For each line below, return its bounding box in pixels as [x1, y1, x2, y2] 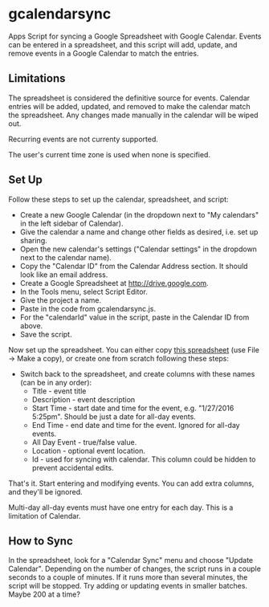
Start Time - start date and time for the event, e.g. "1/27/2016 [31, 403, 234, 413]
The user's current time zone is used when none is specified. [8, 149, 211, 159]
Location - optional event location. [31, 446, 146, 455]
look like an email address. [19, 270, 108, 279]
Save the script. [19, 329, 72, 339]
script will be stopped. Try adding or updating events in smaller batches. [8, 581, 247, 591]
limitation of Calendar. [8, 511, 81, 520]
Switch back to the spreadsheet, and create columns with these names [19, 369, 255, 378]
